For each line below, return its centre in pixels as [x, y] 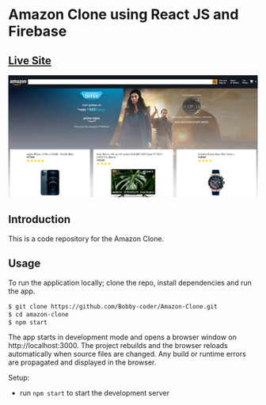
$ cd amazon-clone [38, 314]
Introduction [40, 220]
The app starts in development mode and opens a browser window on [123, 337]
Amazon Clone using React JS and [123, 15]
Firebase [38, 31]
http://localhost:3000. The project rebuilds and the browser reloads [118, 345]
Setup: [19, 377]
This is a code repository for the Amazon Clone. [86, 238]
